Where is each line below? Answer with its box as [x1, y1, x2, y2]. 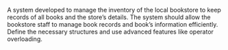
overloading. [7, 35, 43, 43]
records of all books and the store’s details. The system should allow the [7, 13, 211, 21]
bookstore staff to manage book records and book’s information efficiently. [7, 21, 218, 28]
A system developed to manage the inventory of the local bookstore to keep [7, 6, 221, 14]
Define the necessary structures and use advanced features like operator [7, 27, 214, 36]
